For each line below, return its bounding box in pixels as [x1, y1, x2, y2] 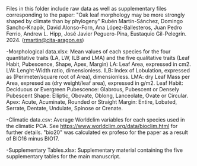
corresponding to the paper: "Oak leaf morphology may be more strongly [6, 11, 185, 18]
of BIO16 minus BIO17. [6, 135, 59, 142]
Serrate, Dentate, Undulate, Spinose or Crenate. [6, 105, 123, 111]
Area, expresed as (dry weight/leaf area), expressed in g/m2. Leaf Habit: [6, 79, 183, 87]
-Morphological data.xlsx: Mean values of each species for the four [6, 48, 171, 55]
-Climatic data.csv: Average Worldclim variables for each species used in [6, 116, 185, 123]
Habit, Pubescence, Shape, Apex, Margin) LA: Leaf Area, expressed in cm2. [6, 60, 191, 68]
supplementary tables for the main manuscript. [6, 153, 120, 159]
